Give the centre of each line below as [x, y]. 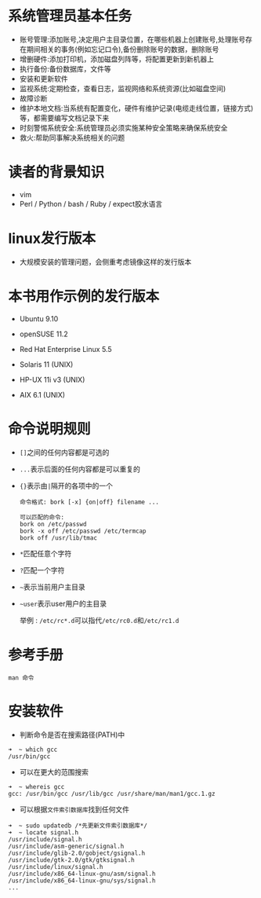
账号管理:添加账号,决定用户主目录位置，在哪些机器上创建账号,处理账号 [132, 39]
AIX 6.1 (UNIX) [42, 394]
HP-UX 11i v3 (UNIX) [52, 379]
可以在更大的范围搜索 [54, 772]
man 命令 [21, 678]
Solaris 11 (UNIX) [46, 364]
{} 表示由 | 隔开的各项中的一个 [66, 486]
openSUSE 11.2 [43, 334]
